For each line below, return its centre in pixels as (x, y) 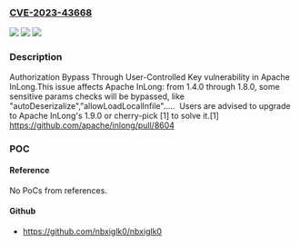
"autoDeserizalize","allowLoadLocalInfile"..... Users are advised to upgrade (150, 105)
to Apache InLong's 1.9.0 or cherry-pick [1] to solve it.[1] (115, 115)
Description (36, 57)
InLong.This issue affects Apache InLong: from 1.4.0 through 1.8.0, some (145, 86)
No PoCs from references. (58, 190)
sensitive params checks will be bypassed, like (97, 96)
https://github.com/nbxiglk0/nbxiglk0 (92, 231)
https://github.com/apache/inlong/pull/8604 (92, 125)
